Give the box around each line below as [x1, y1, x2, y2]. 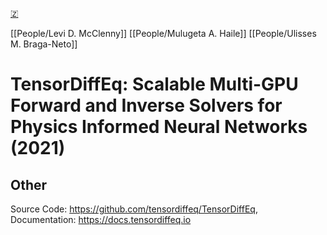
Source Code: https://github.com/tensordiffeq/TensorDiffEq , [10, 203, 258, 215]
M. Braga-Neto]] [10, 38, 78, 50]
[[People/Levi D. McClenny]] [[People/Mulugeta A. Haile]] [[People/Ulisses [10, 28, 317, 39]
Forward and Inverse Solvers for [10, 94, 283, 117]
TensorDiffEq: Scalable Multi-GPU [10, 73, 299, 96]
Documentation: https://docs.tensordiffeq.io [10, 214, 192, 225]
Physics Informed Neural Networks [10, 116, 308, 138]
